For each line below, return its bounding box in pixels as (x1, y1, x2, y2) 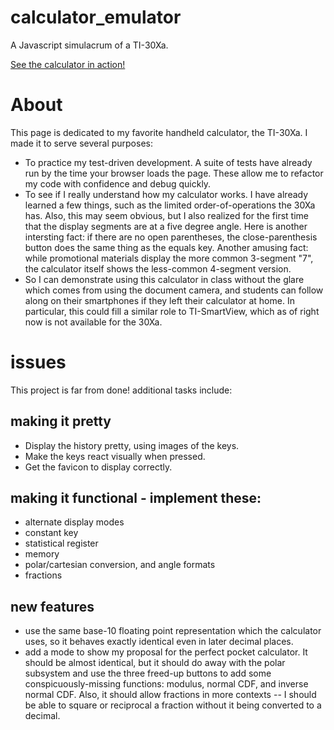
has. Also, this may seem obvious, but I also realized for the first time (24, 209, 309, 221)
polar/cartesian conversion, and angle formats (24, 559, 216, 571)
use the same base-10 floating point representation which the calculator (24, 625, 322, 637)
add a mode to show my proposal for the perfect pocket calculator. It (24, 646, 308, 658)
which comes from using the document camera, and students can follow (24, 284, 324, 296)
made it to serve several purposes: (10, 137, 153, 149)
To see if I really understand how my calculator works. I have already (24, 188, 309, 200)
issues (10, 351, 67, 374)
